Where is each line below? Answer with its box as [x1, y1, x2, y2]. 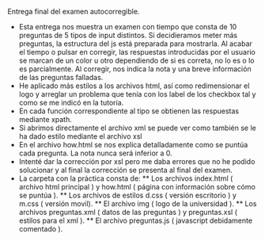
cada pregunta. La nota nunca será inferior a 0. [18, 148, 173, 158]
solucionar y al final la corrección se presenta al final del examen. [18, 166, 233, 174]
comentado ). [18, 224, 63, 233]
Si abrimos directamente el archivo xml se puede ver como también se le [18, 123, 256, 132]
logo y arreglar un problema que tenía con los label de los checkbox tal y [18, 90, 256, 98]
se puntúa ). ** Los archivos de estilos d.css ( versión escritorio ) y [18, 190, 237, 200]
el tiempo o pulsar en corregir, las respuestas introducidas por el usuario [18, 48, 256, 56]
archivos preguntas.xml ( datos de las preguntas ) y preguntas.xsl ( [18, 208, 238, 216]
